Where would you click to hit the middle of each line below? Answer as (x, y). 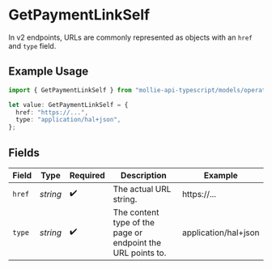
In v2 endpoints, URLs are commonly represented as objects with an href (131, 37)
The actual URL (142, 189)
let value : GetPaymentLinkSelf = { (68, 105)
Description (144, 175)
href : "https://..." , (52, 112)
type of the (134, 222)
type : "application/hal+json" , (68, 120)
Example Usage (49, 72)
